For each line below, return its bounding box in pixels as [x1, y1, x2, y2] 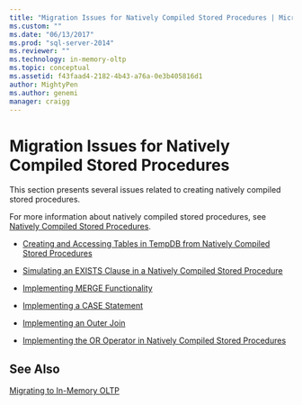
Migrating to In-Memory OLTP [9, 385, 120, 396]
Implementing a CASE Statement [22, 301, 144, 311]
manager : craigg [9, 96, 70, 106]
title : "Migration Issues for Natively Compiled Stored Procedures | [9, 13, 276, 22]
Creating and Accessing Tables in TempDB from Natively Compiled [22, 238, 271, 249]
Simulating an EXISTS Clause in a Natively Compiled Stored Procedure [22, 265, 283, 276]
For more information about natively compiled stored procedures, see [9, 211, 267, 222]
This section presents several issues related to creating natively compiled [9, 184, 281, 195]
